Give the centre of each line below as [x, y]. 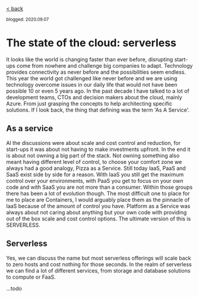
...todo [14, 288]
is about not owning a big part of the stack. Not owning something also [93, 155]
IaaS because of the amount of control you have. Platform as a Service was [98, 206]
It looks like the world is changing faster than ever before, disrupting [90, 59]
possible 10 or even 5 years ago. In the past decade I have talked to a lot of [98, 91]
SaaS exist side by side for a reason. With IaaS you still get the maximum [95, 174]
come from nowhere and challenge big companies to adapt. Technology [105, 65]
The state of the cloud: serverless [91, 43]
